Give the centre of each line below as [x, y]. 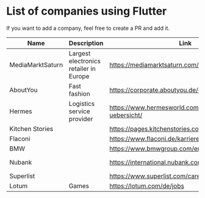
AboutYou [23, 90]
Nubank [21, 162]
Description [86, 43]
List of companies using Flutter [87, 11]
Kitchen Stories [31, 129]
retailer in [82, 68]
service [79, 111]
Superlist [22, 176]
